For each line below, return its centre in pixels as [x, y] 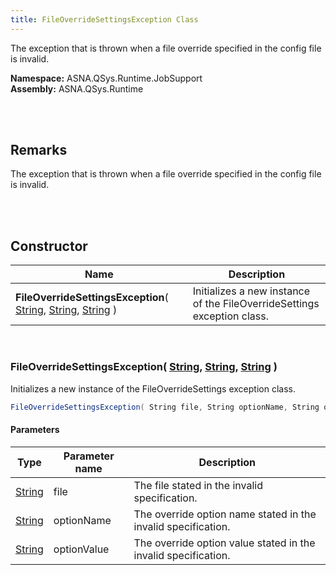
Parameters [35, 430]
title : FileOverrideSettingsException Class [104, 19]
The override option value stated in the [224, 543]
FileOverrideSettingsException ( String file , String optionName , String [165, 407]
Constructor [49, 246]
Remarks [39, 150]
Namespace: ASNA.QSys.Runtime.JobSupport [106, 78]
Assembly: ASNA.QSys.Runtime [77, 88]
